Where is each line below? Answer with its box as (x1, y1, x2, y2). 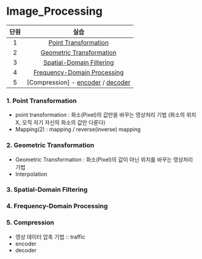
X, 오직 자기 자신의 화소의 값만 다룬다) (15, 119, 106, 126)
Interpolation (15, 170, 48, 178)
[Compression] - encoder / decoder (26, 78, 131, 86)
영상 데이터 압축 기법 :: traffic (15, 233, 85, 240)
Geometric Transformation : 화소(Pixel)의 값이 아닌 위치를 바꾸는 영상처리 (15, 156, 193, 163)
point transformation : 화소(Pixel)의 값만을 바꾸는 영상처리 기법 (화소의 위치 (15, 111, 197, 119)
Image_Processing (6, 4, 103, 18)
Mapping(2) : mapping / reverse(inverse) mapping (15, 126, 141, 133)
